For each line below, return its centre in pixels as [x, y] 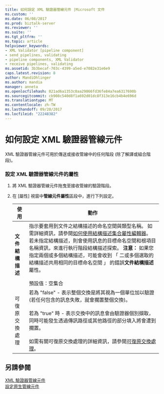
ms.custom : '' [20, 14]
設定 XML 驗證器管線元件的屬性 [42, 174]
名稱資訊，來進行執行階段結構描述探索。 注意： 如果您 [91, 248]
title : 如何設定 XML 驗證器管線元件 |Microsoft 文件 [55, 10]
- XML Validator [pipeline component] [44, 50]
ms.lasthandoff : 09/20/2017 [34, 110]
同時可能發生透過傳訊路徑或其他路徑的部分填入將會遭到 [92, 320]
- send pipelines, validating [36, 55]
